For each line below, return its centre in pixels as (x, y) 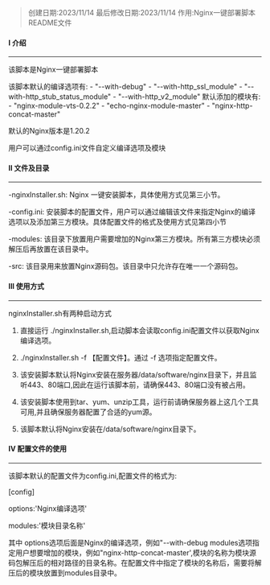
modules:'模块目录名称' (47, 525)
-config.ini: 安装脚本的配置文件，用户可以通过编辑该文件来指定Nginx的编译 (132, 212)
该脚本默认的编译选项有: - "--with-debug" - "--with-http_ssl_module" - (125, 87)
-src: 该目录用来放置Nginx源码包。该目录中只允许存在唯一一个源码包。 (125, 266)
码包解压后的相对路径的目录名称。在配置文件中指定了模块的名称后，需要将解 (135, 562)
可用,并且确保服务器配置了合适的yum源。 (88, 412)
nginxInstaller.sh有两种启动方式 (60, 313)
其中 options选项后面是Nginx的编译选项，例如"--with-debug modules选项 (131, 542)
